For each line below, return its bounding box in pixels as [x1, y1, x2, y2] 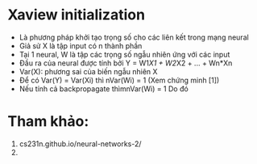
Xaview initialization [7, 6, 146, 24]
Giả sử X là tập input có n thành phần [19, 40, 143, 50]
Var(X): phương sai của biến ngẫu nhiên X [19, 66, 158, 76]
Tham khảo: [7, 112, 89, 131]
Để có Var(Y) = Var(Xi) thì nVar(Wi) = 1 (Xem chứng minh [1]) [19, 75, 220, 85]
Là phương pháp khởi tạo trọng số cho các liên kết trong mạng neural [19, 32, 249, 42]
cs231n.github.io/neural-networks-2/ [19, 139, 142, 149]
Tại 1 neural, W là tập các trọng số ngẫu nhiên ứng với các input [19, 49, 230, 59]
